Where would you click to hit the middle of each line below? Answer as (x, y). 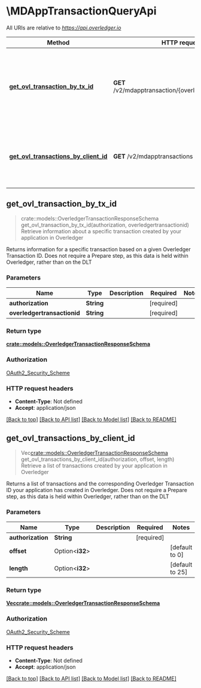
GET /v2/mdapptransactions (153, 156)
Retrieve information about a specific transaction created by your (101, 231)
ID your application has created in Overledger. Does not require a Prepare (97, 490)
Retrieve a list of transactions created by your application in (94, 465)
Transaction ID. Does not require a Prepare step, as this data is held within (97, 255)
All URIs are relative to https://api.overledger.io (64, 28)
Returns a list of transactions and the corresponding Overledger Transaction (100, 483)
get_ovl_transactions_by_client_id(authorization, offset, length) (98, 459)
